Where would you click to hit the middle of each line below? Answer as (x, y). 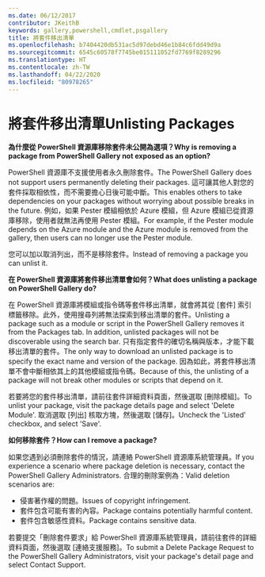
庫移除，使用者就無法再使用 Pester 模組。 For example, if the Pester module (131, 221)
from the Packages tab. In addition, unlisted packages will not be (114, 332)
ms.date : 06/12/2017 (42, 15)
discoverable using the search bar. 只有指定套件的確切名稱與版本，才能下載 (131, 341)
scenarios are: (32, 484)
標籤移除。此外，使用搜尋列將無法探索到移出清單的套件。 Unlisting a (119, 315)
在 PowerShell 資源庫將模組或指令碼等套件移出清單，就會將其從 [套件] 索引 (130, 305)
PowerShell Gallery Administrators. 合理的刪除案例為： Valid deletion (119, 475)
